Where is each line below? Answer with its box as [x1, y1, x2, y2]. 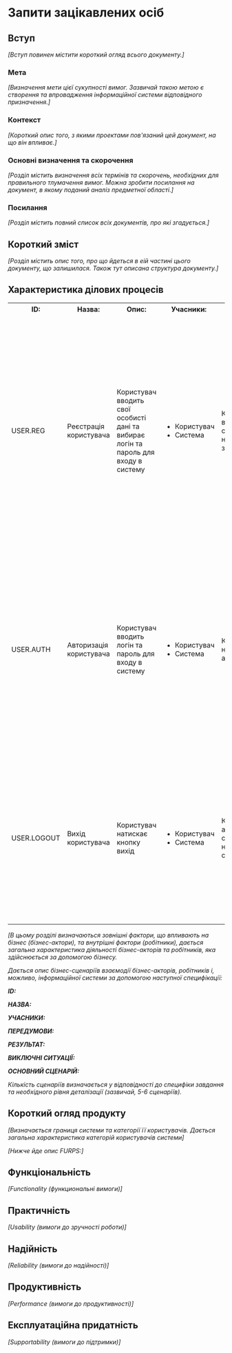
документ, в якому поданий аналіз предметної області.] [8, 185, 174, 194]
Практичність [8, 1204, 71, 1217]
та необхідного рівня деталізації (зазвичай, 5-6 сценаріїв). [8, 1087, 182, 1096]
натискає [116, 829, 148, 838]
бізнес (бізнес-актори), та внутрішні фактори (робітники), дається [8, 938, 204, 947]
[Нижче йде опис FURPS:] [8, 1146, 84, 1155]
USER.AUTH [11, 644, 51, 654]
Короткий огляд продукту [8, 1108, 126, 1119]
